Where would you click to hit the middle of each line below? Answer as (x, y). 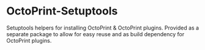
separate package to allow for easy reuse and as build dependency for (95, 34)
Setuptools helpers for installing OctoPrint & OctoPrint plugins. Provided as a (103, 28)
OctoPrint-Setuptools (62, 11)
